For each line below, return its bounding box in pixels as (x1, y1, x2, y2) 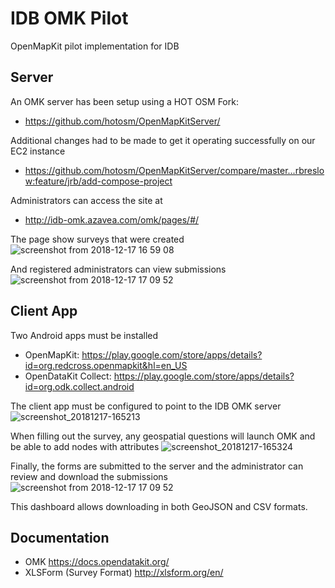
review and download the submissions (10, 470, 168, 482)
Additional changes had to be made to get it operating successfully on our (10, 134, 316, 146)
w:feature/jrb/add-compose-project (24, 175, 173, 187)
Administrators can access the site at (10, 194, 163, 206)
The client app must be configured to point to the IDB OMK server (10, 400, 282, 412)
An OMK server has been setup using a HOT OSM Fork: (10, 95, 239, 107)
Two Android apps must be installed (10, 329, 159, 341)
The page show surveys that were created (10, 233, 185, 245)
